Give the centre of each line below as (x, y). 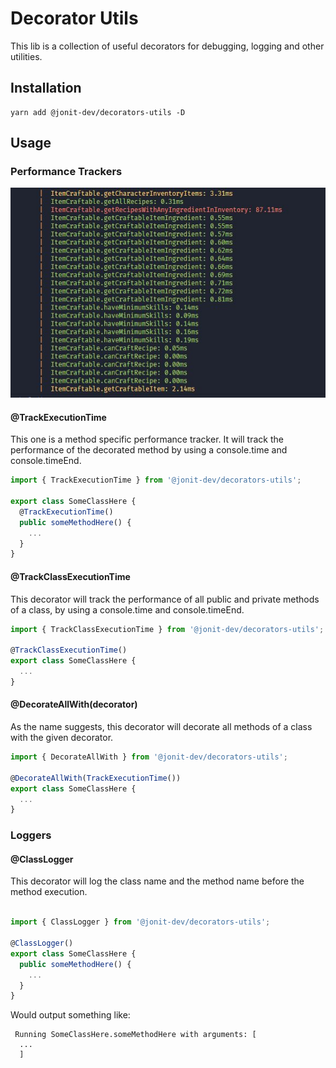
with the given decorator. (62, 737)
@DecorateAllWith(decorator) (74, 704)
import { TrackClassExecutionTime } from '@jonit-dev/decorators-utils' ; (167, 629)
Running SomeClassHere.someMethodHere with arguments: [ (135, 1035)
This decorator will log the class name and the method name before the (157, 881)
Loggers (31, 835)
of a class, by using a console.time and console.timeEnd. (127, 609)
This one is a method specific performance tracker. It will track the (147, 439)
